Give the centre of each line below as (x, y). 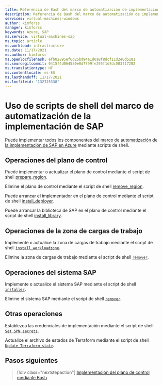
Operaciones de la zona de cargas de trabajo (74, 231)
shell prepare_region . (26, 177)
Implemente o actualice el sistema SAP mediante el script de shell (71, 284)
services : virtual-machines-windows (42, 18)
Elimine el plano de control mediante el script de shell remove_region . (74, 186)
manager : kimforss (24, 28)
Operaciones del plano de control (56, 160)
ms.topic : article (24, 41)
